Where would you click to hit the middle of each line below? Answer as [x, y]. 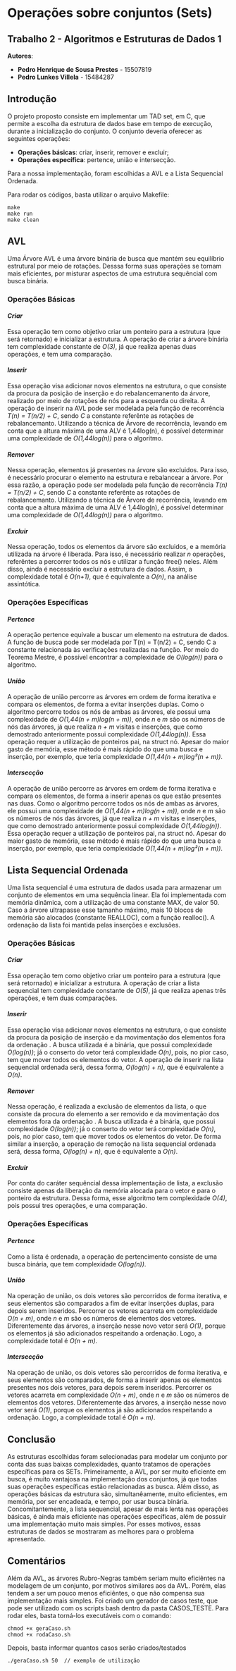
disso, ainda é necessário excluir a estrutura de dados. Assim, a [100, 569]
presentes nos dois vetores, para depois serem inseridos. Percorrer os [110, 1387]
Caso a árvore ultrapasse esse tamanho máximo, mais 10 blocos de [105, 910]
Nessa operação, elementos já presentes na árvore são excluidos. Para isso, [118, 470]
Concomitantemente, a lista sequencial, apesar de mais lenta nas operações [118, 1509]
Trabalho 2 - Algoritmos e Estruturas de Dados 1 [114, 39]
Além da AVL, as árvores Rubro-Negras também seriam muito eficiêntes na [116, 1578]
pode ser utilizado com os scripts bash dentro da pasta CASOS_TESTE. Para [118, 1608]
